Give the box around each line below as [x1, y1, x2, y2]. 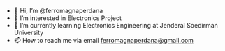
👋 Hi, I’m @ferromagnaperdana [13, 7, 103, 14]
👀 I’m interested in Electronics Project [13, 14, 122, 22]
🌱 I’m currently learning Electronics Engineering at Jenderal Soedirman [13, 21, 219, 29]
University [13, 28, 44, 37]
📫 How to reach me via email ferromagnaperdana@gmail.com [13, 37, 194, 44]
